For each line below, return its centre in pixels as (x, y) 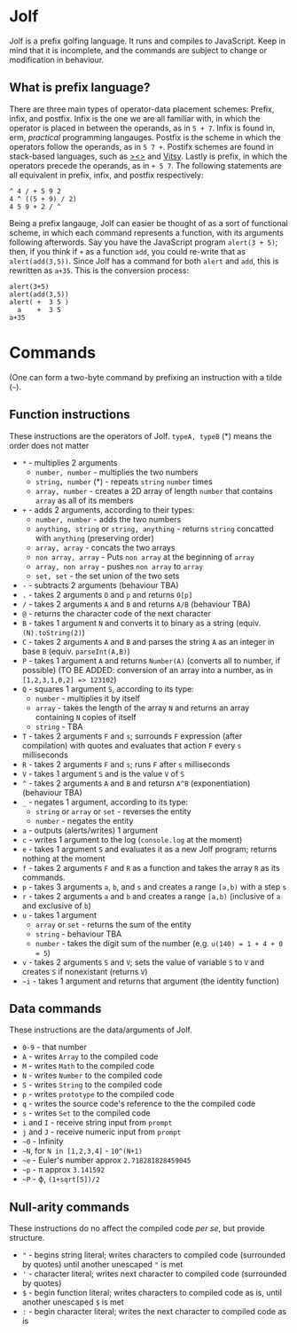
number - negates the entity (84, 820)
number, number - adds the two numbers (108, 519)
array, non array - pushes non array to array (119, 566)
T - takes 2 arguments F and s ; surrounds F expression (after (132, 736)
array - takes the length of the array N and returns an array (142, 708)
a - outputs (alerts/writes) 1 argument (90, 830)
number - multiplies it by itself (87, 698)
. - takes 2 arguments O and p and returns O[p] (107, 594)
